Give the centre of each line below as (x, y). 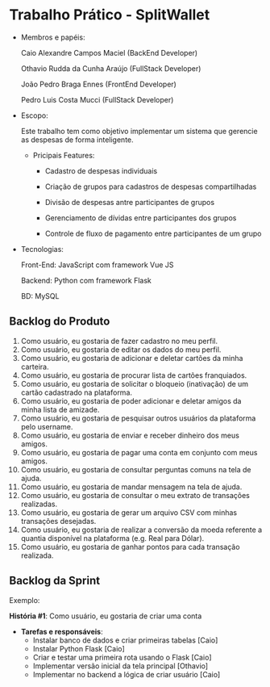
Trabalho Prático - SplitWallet (110, 15)
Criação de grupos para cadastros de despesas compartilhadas (151, 186)
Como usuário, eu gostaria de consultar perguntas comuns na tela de (136, 469)
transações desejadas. (58, 521)
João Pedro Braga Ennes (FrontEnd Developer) (98, 84)
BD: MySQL (40, 295)
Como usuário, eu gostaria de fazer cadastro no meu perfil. (119, 341)
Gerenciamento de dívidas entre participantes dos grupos (141, 218)
